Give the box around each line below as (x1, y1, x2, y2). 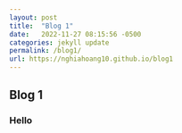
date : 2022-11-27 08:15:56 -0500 (9, 29, 142, 38)
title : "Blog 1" (9, 21, 74, 30)
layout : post (9, 12, 58, 22)
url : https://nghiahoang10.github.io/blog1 (9, 54, 174, 63)
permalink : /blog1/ (9, 46, 82, 55)
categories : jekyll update (9, 37, 110, 47)
